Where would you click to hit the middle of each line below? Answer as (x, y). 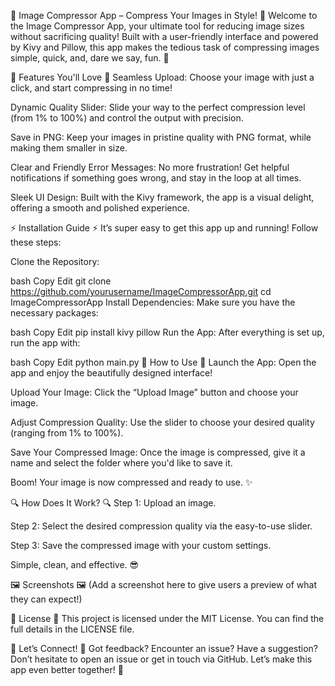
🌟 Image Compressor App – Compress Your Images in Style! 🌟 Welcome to (164, 15)
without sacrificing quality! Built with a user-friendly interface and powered (164, 36)
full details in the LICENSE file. (72, 629)
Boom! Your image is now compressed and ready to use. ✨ (131, 482)
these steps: (36, 242)
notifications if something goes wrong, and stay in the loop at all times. (156, 178)
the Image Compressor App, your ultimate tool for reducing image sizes (157, 26)
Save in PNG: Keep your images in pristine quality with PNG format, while (161, 137)
